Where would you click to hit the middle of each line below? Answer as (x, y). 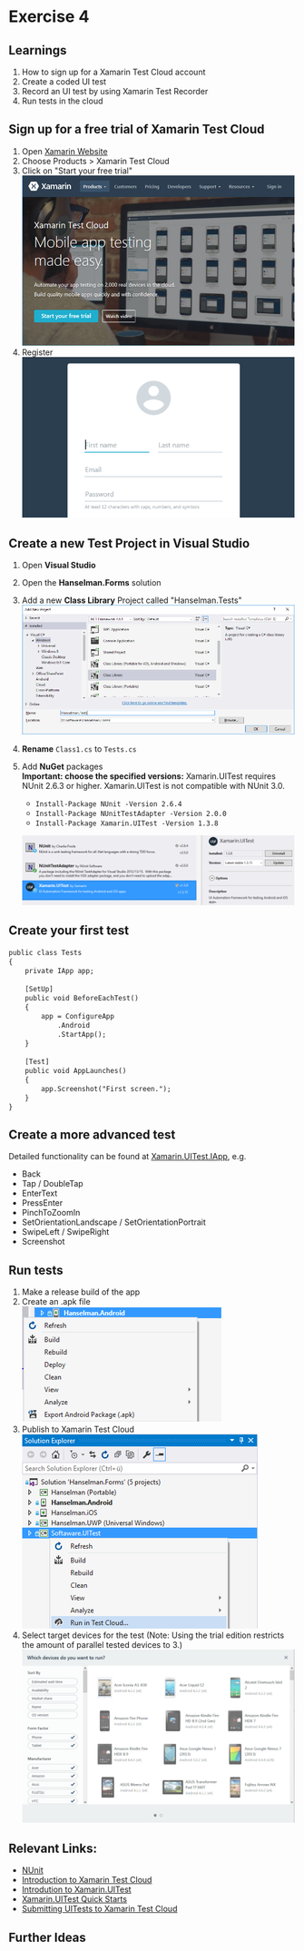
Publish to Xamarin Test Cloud (78, 1429)
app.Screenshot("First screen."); (106, 1089)
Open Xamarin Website (64, 151)
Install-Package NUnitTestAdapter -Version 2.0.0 (131, 813)
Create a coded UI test (64, 82)
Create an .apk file (56, 1302)
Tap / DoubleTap (52, 1184)
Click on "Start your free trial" (77, 171)
